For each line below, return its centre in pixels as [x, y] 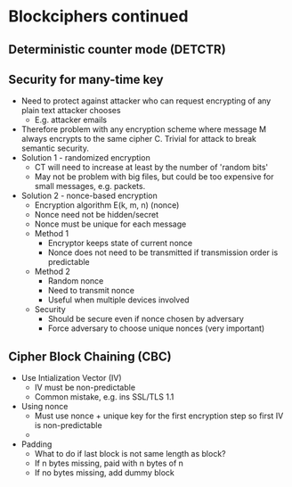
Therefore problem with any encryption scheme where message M [144, 129]
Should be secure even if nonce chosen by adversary [146, 319]
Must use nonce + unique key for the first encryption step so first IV [159, 416]
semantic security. [55, 148]
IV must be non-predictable [85, 388]
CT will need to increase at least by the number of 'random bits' [151, 168]
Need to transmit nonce [91, 291]
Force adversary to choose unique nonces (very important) [156, 328]
